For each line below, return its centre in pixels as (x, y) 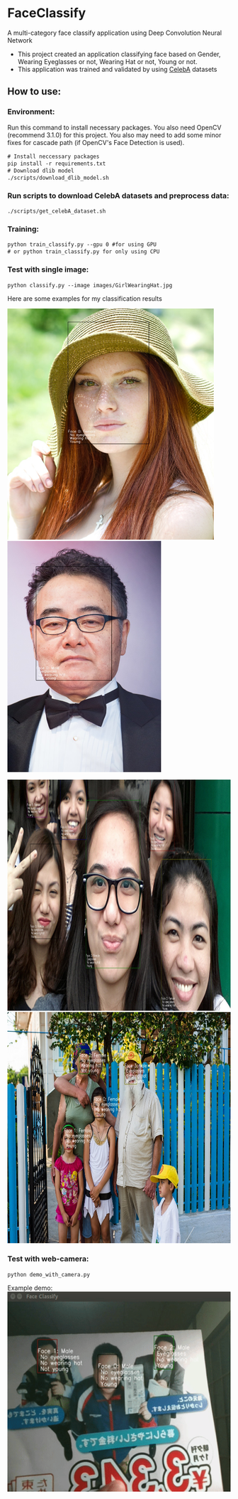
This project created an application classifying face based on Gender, (119, 54)
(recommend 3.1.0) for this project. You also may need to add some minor (114, 135)
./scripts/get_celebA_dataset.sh (57, 211)
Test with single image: (48, 270)
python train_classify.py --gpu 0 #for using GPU (82, 245)
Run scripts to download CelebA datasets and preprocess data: (118, 196)
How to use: (34, 91)
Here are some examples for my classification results (85, 298)
